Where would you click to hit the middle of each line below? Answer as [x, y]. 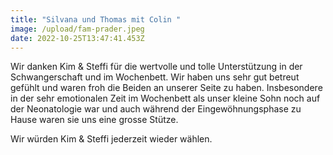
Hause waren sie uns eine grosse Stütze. [94, 120]
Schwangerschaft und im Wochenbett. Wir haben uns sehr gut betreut [155, 77]
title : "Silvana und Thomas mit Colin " [96, 19]
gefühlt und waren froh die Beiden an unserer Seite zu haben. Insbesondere [166, 88]
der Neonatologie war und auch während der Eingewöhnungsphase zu [156, 109]
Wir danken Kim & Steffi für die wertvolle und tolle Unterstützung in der [156, 67]
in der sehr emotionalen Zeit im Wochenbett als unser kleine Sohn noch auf [165, 98]
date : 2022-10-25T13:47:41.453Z [77, 38]
